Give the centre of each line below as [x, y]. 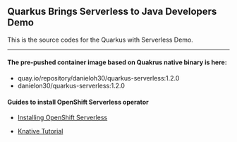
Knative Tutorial [40, 131]
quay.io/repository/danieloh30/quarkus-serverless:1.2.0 [98, 78]
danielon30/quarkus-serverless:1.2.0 [71, 86]
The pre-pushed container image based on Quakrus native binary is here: [117, 62]
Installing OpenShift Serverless [62, 118]
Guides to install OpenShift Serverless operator [78, 102]
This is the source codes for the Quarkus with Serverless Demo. [101, 40]
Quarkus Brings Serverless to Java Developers [112, 12]
